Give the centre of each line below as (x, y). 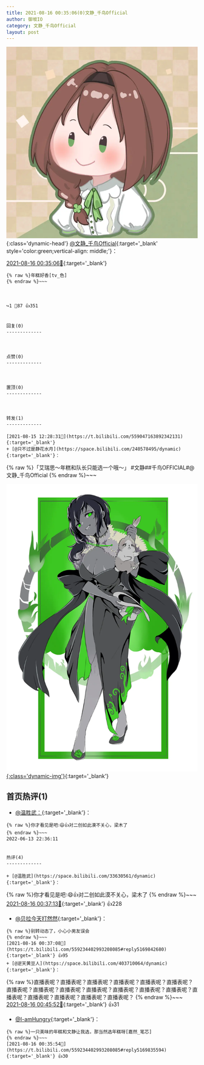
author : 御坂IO (25, 19)
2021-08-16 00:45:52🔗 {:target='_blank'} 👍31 (63, 1004)
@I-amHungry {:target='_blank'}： (57, 1019)
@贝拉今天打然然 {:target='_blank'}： (61, 919)
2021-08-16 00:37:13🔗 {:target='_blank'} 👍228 (64, 903)
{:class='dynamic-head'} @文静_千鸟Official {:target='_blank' (82, 244)
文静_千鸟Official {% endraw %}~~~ (52, 475)
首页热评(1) (27, 797)
